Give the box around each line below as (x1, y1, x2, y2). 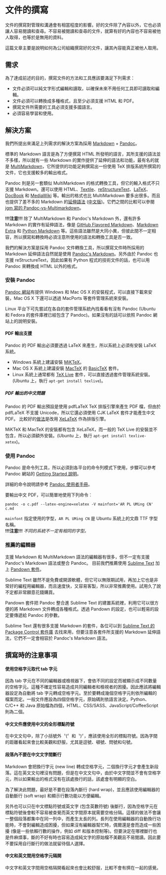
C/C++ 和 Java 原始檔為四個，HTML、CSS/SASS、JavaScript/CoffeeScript (5, 703, 159, 709)
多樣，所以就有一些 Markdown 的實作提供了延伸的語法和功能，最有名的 (9, 157, 155, 163)
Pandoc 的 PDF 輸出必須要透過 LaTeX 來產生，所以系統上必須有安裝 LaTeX (5, 342, 157, 348)
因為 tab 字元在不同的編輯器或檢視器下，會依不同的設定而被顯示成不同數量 (5, 678, 157, 684)
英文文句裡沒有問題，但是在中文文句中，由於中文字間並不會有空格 (22, 770, 157, 776)
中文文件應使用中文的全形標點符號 (5, 721, 75, 727)
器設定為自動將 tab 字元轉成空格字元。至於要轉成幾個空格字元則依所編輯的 (5, 690, 157, 696)
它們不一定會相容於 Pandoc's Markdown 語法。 (13, 635, 110, 641)
